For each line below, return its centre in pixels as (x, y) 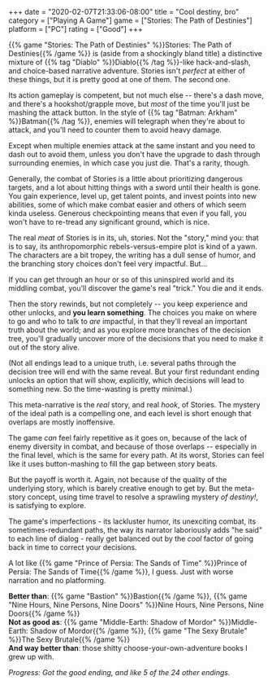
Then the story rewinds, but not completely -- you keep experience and (128, 304)
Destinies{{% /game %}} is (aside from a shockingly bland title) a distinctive (135, 53)
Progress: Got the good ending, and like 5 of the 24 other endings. (119, 672)
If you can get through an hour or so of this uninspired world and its (121, 279)
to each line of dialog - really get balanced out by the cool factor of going (131, 538)
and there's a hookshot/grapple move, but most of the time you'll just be (129, 104)
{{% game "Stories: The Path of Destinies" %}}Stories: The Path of (120, 45)
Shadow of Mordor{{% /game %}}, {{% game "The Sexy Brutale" (138, 631)
